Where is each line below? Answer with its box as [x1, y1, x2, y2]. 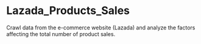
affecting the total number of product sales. [6, 30, 116, 37]
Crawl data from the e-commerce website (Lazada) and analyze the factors [6, 24, 196, 31]
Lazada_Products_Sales [6, 4, 130, 18]
